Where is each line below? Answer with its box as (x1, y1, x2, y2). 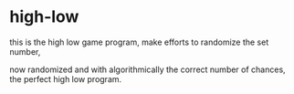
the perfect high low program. (9, 73, 122, 84)
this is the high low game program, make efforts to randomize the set (9, 37, 269, 47)
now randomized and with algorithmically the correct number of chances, (9, 64, 286, 75)
